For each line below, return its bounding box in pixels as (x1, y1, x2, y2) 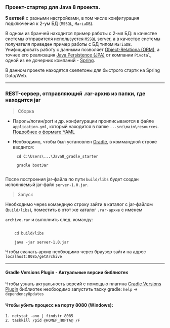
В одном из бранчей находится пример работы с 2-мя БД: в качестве (5, 31, 157, 37)
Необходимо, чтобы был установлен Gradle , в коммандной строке (12, 138, 157, 144)
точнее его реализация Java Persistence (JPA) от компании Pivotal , (5, 52, 152, 58)
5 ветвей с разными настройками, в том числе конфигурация (5, 15, 140, 21)
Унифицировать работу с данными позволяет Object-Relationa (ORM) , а (5, 47, 160, 53)
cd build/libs (14, 230, 44, 236)
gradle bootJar (16, 163, 49, 168)
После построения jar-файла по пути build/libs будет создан (5, 176, 139, 182)
